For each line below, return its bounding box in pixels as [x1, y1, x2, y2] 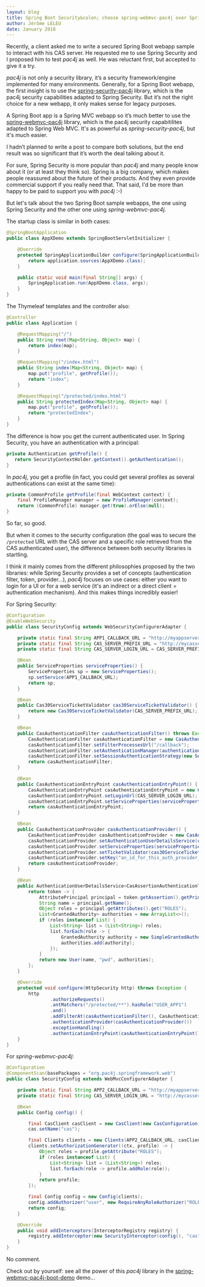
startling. [6, 551, 29, 558]
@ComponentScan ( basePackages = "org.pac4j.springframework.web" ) [6, 1071, 176, 1077]
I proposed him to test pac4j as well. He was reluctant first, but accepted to [6, 56, 196, 63]
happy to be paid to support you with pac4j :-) [6, 188, 123, 195]
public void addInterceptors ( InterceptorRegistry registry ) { [17, 1227, 179, 1234]
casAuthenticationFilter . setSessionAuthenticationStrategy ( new [28, 753, 192, 759]
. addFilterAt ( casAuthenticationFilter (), [49, 1013, 157, 1020]
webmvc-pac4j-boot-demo [6, 1274, 75, 1281]
